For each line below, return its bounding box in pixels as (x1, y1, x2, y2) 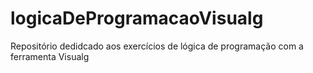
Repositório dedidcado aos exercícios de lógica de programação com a (10, 40, 304, 52)
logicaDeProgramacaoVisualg (10, 7, 264, 30)
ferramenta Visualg (10, 50, 90, 62)
